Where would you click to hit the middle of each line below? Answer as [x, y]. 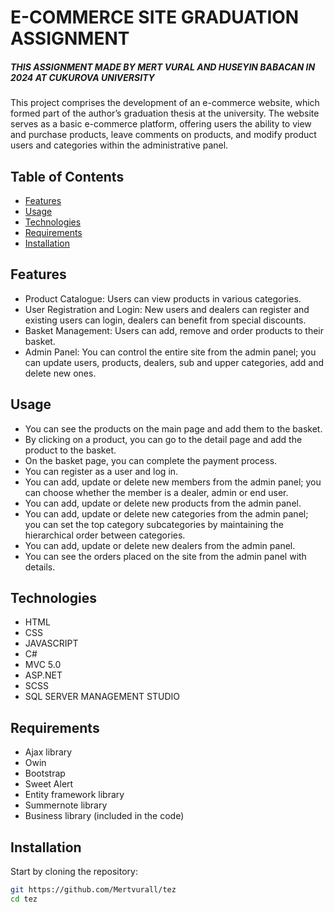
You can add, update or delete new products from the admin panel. [163, 503]
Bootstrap [45, 773]
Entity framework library [74, 795]
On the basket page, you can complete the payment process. [151, 460]
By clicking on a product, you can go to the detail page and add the [163, 439]
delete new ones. [60, 373]
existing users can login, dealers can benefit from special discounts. [165, 320]
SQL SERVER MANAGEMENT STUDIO [102, 697]
